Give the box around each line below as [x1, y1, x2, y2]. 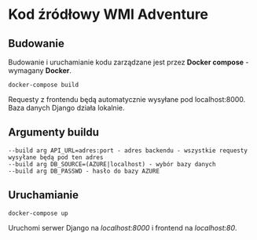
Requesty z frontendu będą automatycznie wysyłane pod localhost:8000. [8, 95, 246, 104]
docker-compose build [8, 81, 79, 89]
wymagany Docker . [8, 66, 72, 75]
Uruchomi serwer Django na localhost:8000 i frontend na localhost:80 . [8, 223, 237, 232]
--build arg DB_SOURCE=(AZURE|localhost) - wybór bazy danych [8, 160, 216, 168]
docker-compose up [8, 209, 68, 217]
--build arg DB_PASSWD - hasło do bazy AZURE [8, 167, 160, 175]
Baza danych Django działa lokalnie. [8, 104, 125, 112]
